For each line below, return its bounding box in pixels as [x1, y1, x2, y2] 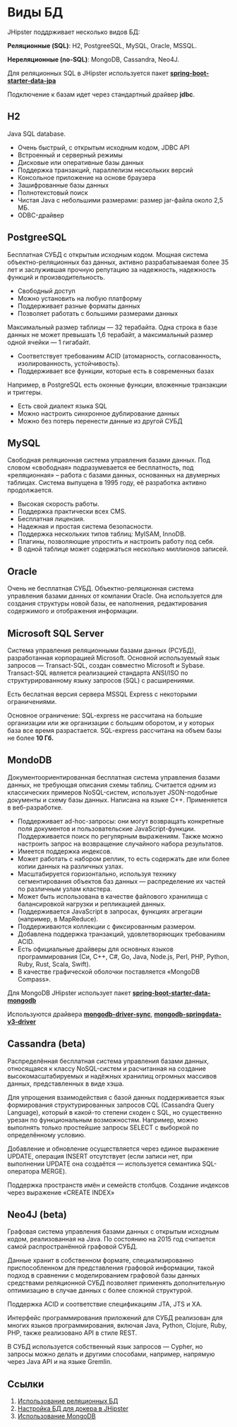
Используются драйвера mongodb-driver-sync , [7, 1010, 153, 1018]
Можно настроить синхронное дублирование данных [17, 409, 180, 418]
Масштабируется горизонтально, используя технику [17, 869, 177, 878]
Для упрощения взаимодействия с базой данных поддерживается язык [7, 1093, 225, 1101]
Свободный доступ [17, 286, 75, 295]
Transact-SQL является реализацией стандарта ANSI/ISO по [7, 669, 188, 677]
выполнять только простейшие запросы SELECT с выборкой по [7, 1123, 200, 1132]
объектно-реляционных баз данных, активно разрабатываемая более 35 [7, 258, 229, 266]
